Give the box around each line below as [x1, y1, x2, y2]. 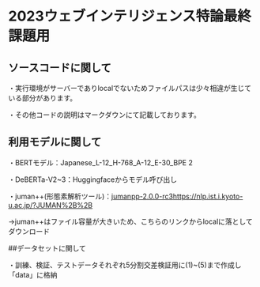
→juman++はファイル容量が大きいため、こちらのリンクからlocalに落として [8, 217, 253, 226]
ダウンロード [8, 226, 50, 236]
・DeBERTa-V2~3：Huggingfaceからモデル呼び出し [8, 175, 178, 184]
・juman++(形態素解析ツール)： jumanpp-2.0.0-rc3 [8, 191, 174, 201]
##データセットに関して [8, 243, 87, 253]
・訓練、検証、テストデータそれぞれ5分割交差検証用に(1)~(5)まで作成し [8, 260, 242, 270]
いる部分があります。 [8, 93, 77, 103]
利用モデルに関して [8, 135, 102, 149]
